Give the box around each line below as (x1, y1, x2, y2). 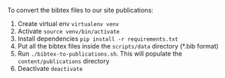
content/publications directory (17, 57, 110, 65)
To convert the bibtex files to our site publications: (7, 6, 154, 14)
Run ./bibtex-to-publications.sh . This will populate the (17, 49, 183, 58)
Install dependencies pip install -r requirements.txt (17, 34, 178, 43)
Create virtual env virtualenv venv (17, 20, 119, 27)
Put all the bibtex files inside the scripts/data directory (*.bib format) (17, 42, 219, 50)
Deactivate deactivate (17, 65, 83, 72)
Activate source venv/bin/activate (17, 27, 120, 35)
